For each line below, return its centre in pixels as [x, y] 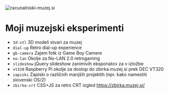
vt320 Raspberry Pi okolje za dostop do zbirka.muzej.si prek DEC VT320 [88, 69]
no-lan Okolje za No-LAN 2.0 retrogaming [56, 58]
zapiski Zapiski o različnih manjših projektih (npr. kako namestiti [80, 74]
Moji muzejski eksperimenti [65, 28]
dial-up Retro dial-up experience [47, 48]
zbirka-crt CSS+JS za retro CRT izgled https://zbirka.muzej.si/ [79, 85]
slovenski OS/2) [29, 80]
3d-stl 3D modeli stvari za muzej [47, 42]
